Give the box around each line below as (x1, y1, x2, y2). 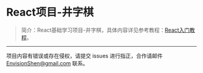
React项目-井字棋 (6, 5, 94, 19)
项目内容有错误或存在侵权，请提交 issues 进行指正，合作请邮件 (6, 52, 163, 59)
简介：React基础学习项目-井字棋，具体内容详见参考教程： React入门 (21, 26, 190, 34)
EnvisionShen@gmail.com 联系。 (6, 59, 89, 66)
